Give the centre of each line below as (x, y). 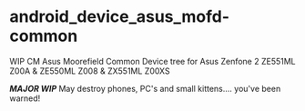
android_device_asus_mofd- (120, 17)
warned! (25, 98)
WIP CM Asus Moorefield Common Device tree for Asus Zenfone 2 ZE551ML (152, 61)
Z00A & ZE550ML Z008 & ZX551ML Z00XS (90, 71)
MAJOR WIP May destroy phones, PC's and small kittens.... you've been (145, 88)
